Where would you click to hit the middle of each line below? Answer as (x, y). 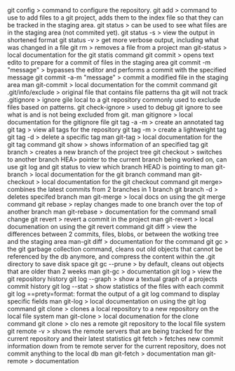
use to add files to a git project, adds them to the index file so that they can (115, 18)
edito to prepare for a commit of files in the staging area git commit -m (109, 62)
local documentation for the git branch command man (113, 174)
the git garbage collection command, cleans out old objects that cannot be (115, 249)
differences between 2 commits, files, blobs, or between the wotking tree (113, 234)
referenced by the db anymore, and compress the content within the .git (111, 256)
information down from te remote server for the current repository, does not (117, 346)
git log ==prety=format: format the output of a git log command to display (114, 294)
